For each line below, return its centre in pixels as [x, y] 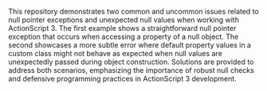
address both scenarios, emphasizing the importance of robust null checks [132, 70]
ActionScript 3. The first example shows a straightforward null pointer [122, 28]
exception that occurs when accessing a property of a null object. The [124, 36]
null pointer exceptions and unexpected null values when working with [124, 20]
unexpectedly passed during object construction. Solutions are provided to [131, 62]
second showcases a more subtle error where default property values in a [130, 45]
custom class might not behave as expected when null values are [116, 53]
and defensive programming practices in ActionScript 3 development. [122, 79]
